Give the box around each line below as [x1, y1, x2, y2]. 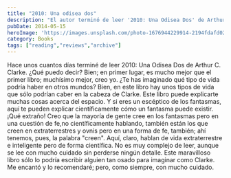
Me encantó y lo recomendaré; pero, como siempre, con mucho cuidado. [7, 163, 214, 171]
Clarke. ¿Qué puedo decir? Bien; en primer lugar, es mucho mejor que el [7, 68, 212, 76]
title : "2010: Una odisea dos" [7, 10, 97, 17]
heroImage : [7, 29, 38, 36]
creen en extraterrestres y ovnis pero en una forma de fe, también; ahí [7, 126, 206, 135]
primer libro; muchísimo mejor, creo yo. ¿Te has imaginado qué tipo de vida [7, 76, 220, 83]
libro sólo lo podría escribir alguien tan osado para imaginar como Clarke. [7, 156, 215, 164]
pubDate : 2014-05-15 [7, 23, 67, 30]
